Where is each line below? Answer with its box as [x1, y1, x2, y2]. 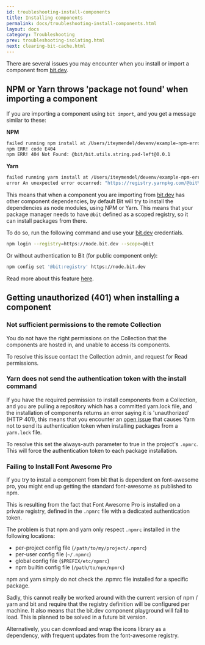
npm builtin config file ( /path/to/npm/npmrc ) [15, 564, 125, 571]
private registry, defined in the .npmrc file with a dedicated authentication [6, 507, 190, 515]
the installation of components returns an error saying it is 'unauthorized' [6, 409, 190, 416]
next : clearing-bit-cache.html [6, 43, 86, 50]
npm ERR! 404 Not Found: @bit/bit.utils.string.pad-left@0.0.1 [6, 151, 171, 158]
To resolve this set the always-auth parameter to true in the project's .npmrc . [6, 440, 198, 447]
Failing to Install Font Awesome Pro [6, 462, 112, 471]
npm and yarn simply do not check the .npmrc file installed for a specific [6, 576, 189, 583]
